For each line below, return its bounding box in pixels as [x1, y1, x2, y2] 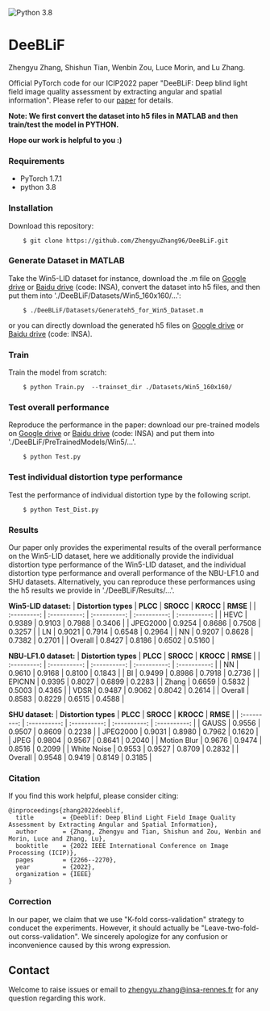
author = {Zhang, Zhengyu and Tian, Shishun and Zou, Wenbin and [15, 828, 262, 836]
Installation [8, 203, 54, 214]
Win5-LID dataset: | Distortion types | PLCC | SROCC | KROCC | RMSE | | [8, 602, 256, 611]
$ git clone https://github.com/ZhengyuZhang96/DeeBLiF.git [23, 237, 229, 245]
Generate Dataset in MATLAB [8, 255, 125, 266]
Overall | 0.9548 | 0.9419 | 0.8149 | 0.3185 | [8, 753, 152, 762]
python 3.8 [19, 182, 56, 192]
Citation [8, 772, 40, 783]
